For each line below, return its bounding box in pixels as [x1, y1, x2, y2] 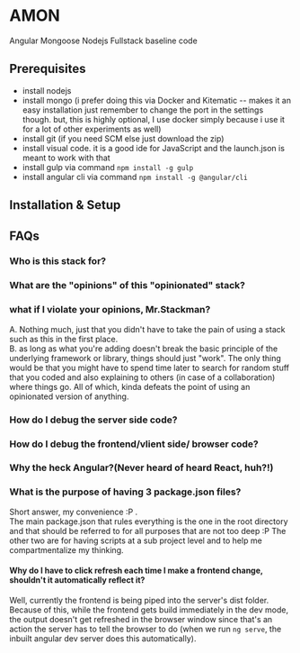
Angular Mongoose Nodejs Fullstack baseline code [9, 35, 198, 46]
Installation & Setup [9, 197, 121, 213]
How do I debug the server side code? [9, 413, 178, 426]
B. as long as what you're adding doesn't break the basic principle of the [9, 343, 278, 354]
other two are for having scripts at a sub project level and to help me [9, 535, 262, 546]
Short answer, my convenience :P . [9, 506, 138, 517]
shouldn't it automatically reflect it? [9, 575, 146, 585]
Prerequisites [9, 61, 86, 77]
